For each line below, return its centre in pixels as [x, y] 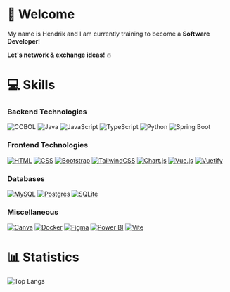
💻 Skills [31, 85]
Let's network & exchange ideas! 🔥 [59, 55]
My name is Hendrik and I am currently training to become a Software [109, 34]
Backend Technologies [47, 112]
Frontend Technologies [48, 145]
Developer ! [24, 41]
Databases [26, 178]
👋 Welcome [41, 14]
